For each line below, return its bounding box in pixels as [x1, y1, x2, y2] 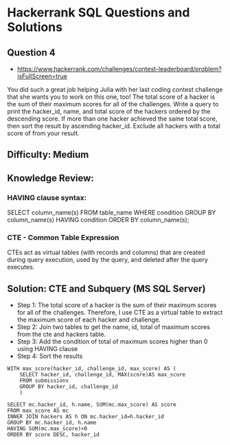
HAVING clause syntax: [7, 193, 87, 202]
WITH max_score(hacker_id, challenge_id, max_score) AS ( [7, 365, 176, 372]
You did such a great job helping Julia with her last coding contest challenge [7, 86, 223, 93]
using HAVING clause [16, 345, 78, 353]
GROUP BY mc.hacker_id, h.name [7, 420, 97, 426]
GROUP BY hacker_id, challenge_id [19, 383, 118, 390]
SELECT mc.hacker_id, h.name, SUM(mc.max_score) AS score [7, 401, 176, 409]
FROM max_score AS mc [7, 407, 69, 414]
